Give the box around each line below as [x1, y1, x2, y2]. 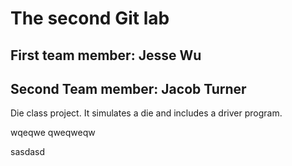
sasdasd [10, 146, 46, 158]
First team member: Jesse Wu [10, 47, 202, 64]
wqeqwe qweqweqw [10, 127, 96, 139]
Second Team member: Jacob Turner [10, 80, 247, 97]
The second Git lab [10, 7, 170, 30]
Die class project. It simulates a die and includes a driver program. [10, 107, 283, 119]
